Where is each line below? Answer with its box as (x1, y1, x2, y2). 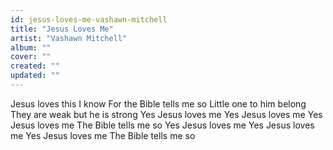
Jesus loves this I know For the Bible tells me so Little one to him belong (10, 97, 307, 110)
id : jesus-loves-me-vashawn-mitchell (10, 14, 168, 25)
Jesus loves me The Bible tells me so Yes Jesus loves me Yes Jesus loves (10, 119, 315, 131)
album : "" (10, 42, 52, 53)
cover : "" (10, 52, 52, 62)
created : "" (10, 61, 60, 71)
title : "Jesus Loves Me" (10, 24, 114, 34)
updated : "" (10, 71, 60, 81)
